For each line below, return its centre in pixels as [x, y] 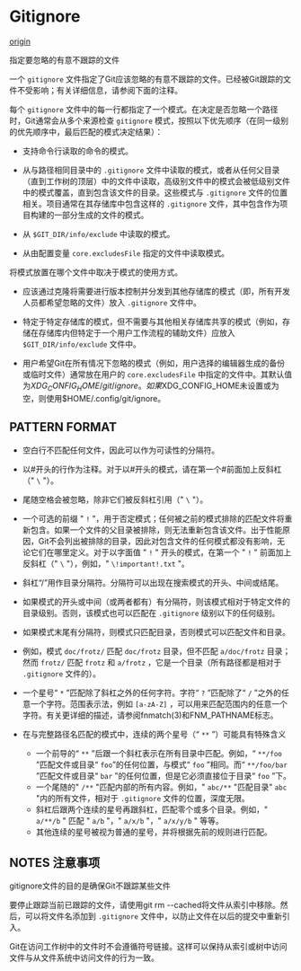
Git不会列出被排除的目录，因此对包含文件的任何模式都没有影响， [158, 541]
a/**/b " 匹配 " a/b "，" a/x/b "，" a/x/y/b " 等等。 [129, 820]
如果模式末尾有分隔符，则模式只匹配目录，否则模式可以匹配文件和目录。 [156, 631]
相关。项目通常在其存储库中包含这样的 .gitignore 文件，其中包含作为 [151, 203]
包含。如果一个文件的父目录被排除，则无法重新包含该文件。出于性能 [156, 530]
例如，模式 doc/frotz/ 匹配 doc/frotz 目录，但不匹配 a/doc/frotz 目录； [156, 651]
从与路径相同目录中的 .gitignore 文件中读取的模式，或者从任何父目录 [151, 170]
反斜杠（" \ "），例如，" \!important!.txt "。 [106, 563]
